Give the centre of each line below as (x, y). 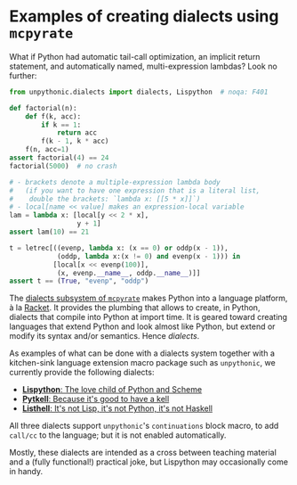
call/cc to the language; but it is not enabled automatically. (118, 435)
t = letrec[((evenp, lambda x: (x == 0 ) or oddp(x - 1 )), (119, 248)
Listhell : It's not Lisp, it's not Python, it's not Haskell (117, 408)
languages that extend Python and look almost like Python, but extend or (142, 326)
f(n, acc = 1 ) (47, 150)
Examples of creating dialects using (144, 16)
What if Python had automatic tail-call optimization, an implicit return (135, 56)
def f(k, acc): (53, 116)
